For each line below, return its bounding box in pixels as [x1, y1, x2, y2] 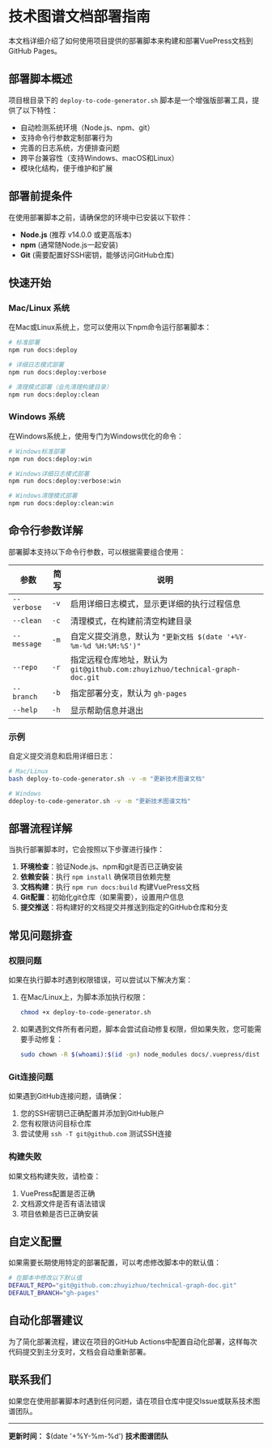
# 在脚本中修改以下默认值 [8, 1274, 83, 1282]
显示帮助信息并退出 [70, 704, 144, 715]
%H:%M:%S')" [95, 641, 142, 651]
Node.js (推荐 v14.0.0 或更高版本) [19, 229, 132, 240]
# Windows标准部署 [8, 447, 66, 456]
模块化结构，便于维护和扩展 [19, 163, 113, 173]
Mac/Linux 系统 [8, 302, 70, 313]
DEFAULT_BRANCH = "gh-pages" [8, 1289, 100, 1298]
